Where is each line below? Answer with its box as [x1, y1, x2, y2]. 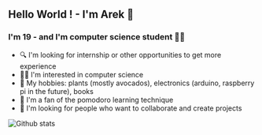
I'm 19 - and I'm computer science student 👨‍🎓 [8, 32, 186, 43]
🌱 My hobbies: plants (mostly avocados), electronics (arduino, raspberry [19, 78, 255, 88]
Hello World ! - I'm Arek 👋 [8, 8, 135, 21]
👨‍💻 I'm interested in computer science [19, 69, 144, 79]
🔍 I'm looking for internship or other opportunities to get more [19, 50, 222, 59]
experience [19, 61, 57, 71]
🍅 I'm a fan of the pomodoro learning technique [19, 95, 174, 104]
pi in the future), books [19, 86, 94, 96]
